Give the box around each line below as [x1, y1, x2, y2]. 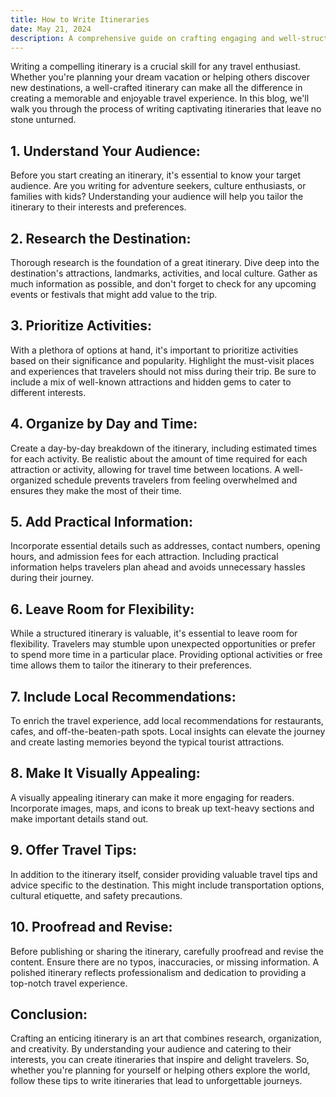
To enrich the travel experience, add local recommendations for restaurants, [10, 715, 324, 727]
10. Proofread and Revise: [10, 919, 173, 936]
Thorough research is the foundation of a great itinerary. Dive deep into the [10, 257, 320, 268]
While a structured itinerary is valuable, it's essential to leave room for [10, 627, 298, 640]
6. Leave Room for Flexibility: [10, 601, 195, 618]
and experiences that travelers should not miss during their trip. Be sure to [10, 365, 317, 377]
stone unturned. [10, 114, 77, 126]
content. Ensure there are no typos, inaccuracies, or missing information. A [10, 956, 320, 968]
